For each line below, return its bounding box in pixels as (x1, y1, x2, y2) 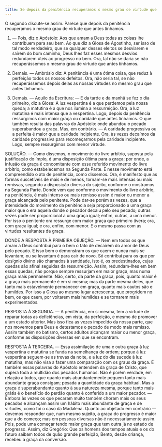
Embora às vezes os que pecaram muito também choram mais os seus (5, 395, 146, 401)
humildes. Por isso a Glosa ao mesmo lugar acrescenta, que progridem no (5, 289, 153, 295)
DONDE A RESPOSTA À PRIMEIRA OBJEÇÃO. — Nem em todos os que (5, 237, 146, 243)
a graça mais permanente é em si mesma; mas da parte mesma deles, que (5, 278, 154, 284)
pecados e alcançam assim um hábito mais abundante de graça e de (5, 400, 142, 406)
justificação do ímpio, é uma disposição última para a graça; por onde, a (5, 156, 149, 161)
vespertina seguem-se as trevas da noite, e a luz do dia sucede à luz (5, 354, 142, 360)
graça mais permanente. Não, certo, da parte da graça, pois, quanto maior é (5, 273, 157, 279)
